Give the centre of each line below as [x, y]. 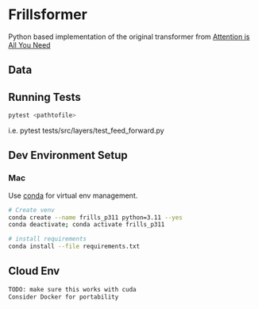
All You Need [29, 44]
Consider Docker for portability [64, 297]
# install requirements [48, 239]
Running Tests [44, 97]
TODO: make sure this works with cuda [72, 289]
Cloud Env [34, 271]
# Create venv [32, 210]
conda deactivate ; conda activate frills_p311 [87, 225]
